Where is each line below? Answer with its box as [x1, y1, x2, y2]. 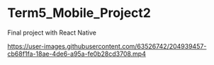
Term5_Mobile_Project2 [7, 5, 151, 21]
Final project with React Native [7, 28, 97, 37]
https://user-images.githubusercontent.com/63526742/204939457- [7, 42, 207, 50]
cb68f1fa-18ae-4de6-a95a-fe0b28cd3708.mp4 [7, 49, 147, 58]
